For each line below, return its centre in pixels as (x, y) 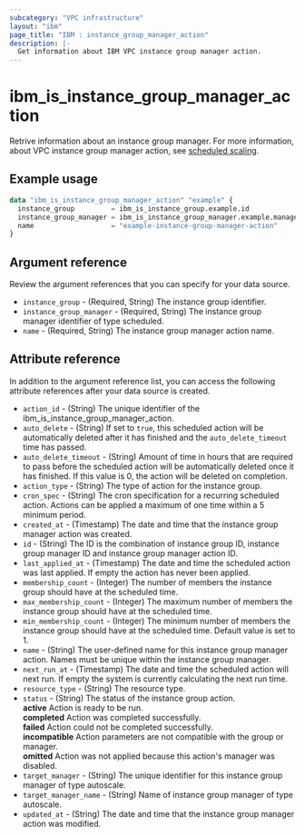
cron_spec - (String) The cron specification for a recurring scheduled (151, 495)
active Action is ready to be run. (83, 707)
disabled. (39, 765)
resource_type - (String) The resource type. (104, 688)
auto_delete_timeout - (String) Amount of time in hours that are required (157, 456)
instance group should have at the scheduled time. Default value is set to (159, 630)
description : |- (40, 43)
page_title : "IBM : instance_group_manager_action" (109, 35)
